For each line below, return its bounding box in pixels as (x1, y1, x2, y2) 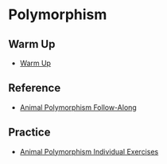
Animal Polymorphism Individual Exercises (19, 146, 159, 156)
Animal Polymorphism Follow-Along (19, 102, 137, 112)
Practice (8, 126, 51, 139)
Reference (8, 81, 61, 95)
